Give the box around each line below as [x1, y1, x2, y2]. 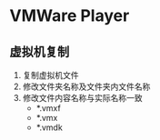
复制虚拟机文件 [22, 70, 79, 80]
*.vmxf [35, 103, 61, 114]
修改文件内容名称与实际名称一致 [22, 93, 143, 103]
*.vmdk [35, 122, 64, 133]
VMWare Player [9, 5, 130, 26]
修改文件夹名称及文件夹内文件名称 [22, 81, 151, 92]
